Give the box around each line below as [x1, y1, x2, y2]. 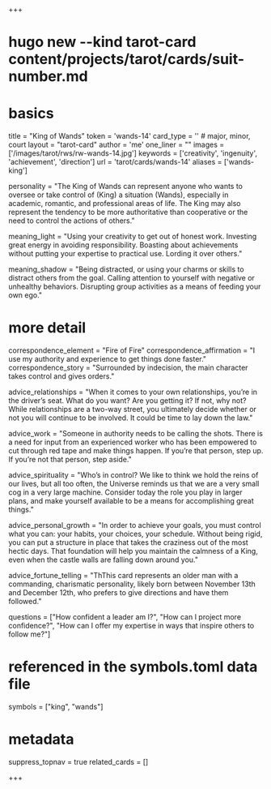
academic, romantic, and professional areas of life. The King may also [8, 199, 241, 208]
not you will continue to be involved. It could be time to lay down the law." [8, 413, 253, 422]
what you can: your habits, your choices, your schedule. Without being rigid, [8, 529, 263, 539]
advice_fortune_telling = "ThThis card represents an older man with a [8, 571, 239, 581]
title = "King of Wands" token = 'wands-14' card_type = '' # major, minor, [8, 131, 251, 141]
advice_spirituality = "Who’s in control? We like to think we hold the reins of [8, 470, 259, 480]
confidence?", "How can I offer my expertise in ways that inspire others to [8, 621, 255, 631]
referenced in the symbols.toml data [8, 658, 258, 676]
